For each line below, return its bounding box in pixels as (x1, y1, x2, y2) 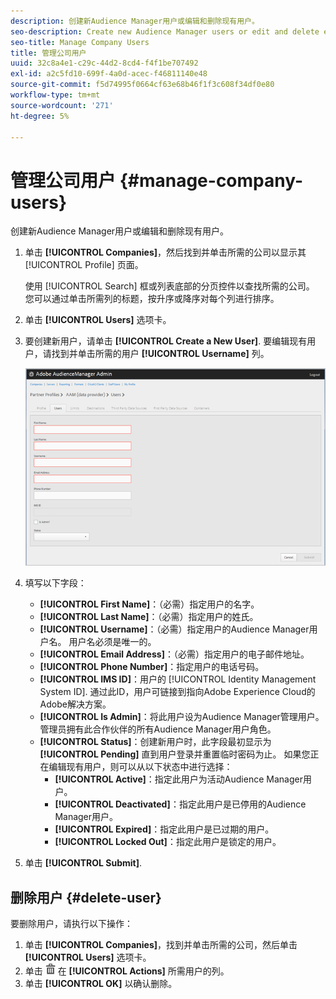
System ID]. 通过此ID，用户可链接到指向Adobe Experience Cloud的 (39, 686, 316, 698)
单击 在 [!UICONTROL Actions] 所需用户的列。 (24, 965, 230, 977)
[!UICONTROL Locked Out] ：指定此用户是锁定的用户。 (54, 836, 282, 848)
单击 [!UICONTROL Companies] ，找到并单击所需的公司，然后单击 (24, 939, 298, 951)
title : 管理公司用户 (10, 48, 87, 58)
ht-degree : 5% (10, 111, 70, 121)
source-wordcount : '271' (10, 100, 114, 110)
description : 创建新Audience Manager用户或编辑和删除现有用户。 (10, 16, 260, 26)
